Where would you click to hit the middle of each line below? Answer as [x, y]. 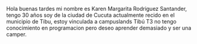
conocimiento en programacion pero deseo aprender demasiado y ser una [99, 28]
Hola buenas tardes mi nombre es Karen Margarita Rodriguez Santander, [97, 9]
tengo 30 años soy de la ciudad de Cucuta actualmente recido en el [91, 15]
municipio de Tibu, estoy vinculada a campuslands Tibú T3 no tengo [92, 21]
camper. [17, 34]
